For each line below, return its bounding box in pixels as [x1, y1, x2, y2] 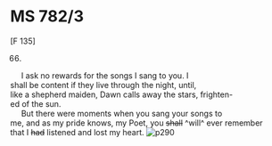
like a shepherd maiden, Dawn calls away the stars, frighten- [10, 89, 234, 100]
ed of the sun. [10, 98, 62, 109]
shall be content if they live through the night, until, [10, 79, 197, 90]
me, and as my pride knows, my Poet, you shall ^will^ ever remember [10, 118, 263, 128]
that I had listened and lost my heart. [10, 126, 145, 137]
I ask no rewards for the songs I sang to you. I [21, 69, 189, 81]
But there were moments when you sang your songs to [21, 108, 223, 118]
